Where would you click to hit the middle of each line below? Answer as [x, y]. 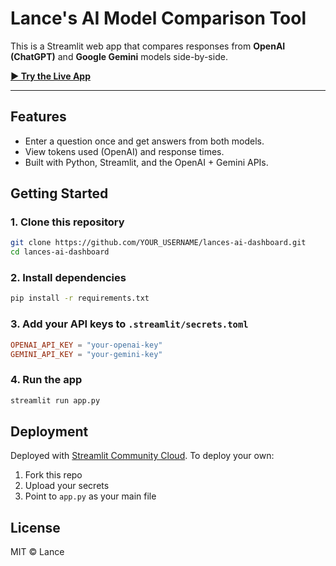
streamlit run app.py [55, 400]
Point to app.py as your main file [90, 496]
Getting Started [59, 193]
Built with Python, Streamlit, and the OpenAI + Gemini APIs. [146, 162]
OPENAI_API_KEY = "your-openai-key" [86, 345]
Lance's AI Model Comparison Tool [158, 18]
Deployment [49, 431]
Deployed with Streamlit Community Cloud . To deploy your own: [142, 456]
